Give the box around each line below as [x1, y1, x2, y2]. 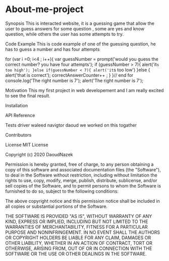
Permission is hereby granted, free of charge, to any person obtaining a [5, 161, 154, 167]
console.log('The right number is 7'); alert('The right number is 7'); [5, 77, 144, 83]
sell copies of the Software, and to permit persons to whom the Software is [5, 183, 161, 189]
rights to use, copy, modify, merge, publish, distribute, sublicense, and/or [5, 177, 157, 183]
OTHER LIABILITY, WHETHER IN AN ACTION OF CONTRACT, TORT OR [5, 240, 152, 246]
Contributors [5, 132, 32, 138]
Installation [5, 102, 28, 108]
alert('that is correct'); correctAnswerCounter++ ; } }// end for [5, 72, 134, 78]
